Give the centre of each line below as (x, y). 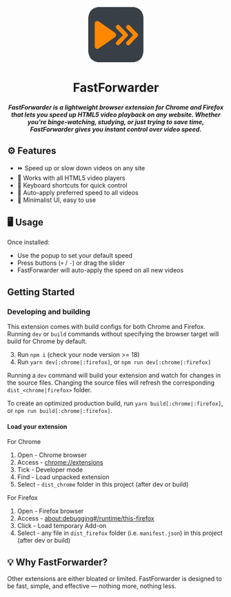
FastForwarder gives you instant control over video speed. (116, 129)
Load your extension (37, 426)
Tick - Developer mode (50, 470)
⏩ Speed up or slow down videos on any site (81, 168)
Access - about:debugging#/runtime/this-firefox (86, 518)
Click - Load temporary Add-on (62, 526)
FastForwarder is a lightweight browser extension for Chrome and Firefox (116, 107)
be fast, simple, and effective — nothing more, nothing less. (92, 586)
